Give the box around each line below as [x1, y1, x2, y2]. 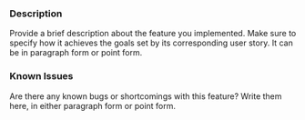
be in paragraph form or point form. [9, 47, 143, 58]
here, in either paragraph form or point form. [9, 100, 176, 111]
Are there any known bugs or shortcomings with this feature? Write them [9, 90, 282, 102]
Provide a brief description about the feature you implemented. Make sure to [9, 28, 297, 39]
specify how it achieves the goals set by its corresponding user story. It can [9, 37, 293, 48]
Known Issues [9, 70, 74, 83]
